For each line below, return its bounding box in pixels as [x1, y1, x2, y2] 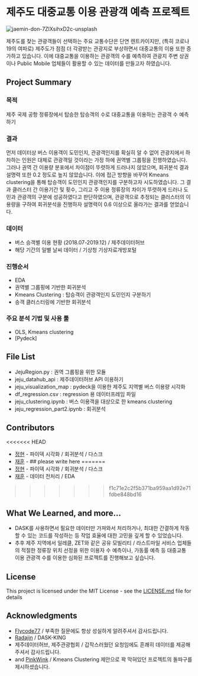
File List [6, 352, 35, 362]
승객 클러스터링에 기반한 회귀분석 [14, 298, 91, 305]
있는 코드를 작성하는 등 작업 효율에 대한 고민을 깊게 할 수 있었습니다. [27, 532, 183, 539]
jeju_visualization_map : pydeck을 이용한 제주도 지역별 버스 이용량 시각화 [14, 383, 186, 390]
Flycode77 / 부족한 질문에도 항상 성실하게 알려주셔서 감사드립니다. [14, 627, 168, 634]
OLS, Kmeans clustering [14, 328, 74, 335]
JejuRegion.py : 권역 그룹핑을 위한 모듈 [14, 368, 106, 375]
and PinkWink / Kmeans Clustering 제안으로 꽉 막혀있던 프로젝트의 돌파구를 [14, 655, 193, 663]
